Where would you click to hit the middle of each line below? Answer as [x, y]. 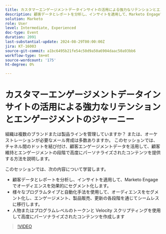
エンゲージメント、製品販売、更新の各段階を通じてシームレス [97, 198]
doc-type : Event [22, 33]
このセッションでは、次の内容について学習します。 [57, 169]
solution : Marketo [24, 19]
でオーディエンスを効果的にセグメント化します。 [62, 186]
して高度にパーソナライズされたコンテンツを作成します [68, 217]
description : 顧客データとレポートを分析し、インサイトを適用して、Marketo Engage [83, 14]
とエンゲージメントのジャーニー [70, 119]
